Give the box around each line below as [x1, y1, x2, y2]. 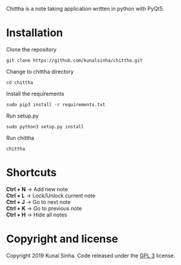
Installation [6, 26, 63, 40]
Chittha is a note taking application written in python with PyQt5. [6, 5, 164, 12]
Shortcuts [6, 166, 57, 179]
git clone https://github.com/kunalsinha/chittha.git [6, 57, 143, 64]
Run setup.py [6, 112, 39, 119]
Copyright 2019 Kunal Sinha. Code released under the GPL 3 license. [6, 252, 176, 259]
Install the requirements [6, 90, 65, 97]
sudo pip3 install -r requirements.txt [6, 101, 106, 107]
